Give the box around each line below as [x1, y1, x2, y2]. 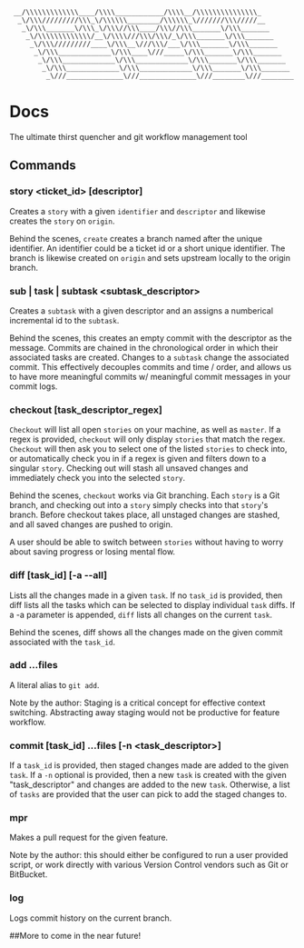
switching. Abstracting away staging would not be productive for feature [9, 706, 280, 717]
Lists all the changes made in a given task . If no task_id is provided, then [9, 590, 283, 601]
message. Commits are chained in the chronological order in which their [9, 342, 279, 353]
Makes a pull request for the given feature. [9, 832, 169, 843]
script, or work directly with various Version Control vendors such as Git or [9, 859, 289, 871]
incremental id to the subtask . [9, 314, 120, 325]
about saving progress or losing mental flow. [9, 546, 175, 557]
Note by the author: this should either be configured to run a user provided [9, 850, 289, 861]
